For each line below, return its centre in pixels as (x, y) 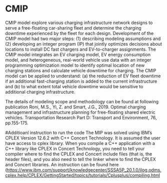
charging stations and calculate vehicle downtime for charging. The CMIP (81, 70)
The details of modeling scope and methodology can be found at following (82, 101)
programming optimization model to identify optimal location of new (75, 65)
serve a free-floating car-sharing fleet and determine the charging (73, 28)
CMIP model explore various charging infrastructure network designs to (79, 23)
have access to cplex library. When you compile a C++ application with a (80, 143)
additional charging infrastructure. (40, 92)
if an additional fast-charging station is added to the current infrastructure (81, 81)
